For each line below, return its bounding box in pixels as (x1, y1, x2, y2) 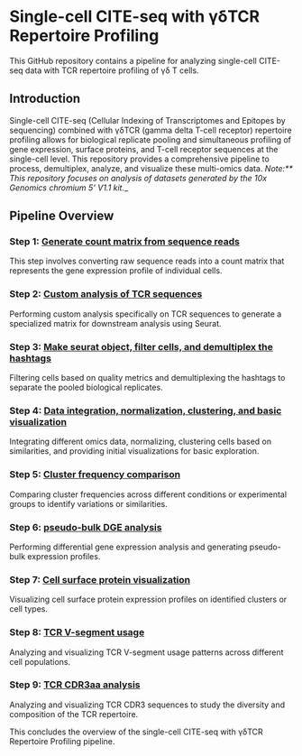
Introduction (9, 91, 81, 106)
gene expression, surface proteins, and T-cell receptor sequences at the (9, 143, 279, 154)
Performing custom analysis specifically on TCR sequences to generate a (9, 309, 282, 319)
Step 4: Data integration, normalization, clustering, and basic (9, 404, 282, 417)
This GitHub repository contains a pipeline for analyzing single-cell (9, 55, 257, 66)
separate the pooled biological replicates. (9, 382, 164, 393)
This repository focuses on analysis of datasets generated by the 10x (9, 172, 268, 183)
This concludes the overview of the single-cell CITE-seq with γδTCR (9, 726, 263, 737)
